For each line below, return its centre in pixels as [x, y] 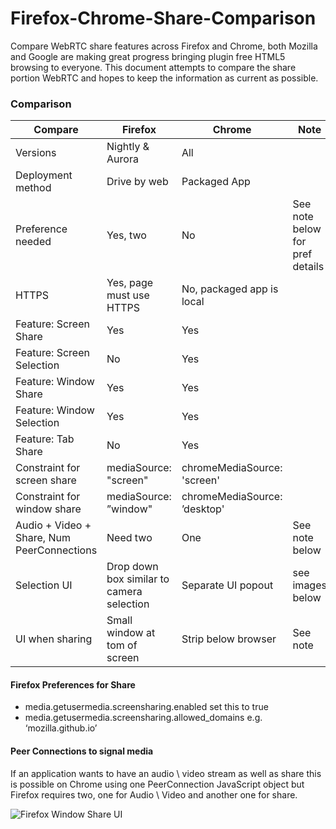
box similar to [138, 579]
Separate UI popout [227, 585]
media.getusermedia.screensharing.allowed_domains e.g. [143, 718]
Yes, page [130, 283]
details [308, 267]
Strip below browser [229, 639]
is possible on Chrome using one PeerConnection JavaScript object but [157, 784]
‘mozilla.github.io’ [61, 728]
